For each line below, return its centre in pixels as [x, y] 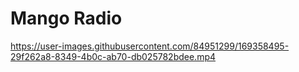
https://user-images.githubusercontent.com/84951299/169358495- [150, 46]
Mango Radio [66, 18]
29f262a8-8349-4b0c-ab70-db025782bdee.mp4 [113, 56]
